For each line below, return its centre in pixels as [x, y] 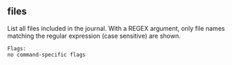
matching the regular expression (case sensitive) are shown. [94, 36]
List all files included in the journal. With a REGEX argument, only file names [116, 28]
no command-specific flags [46, 55]
